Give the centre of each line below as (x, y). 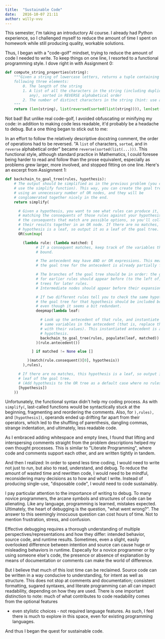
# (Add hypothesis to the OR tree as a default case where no (83, 383)
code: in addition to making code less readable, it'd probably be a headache (82, 124)
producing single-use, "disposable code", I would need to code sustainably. (82, 484)
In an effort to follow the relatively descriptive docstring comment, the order (82, 139)
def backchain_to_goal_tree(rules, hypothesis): (56, 179)
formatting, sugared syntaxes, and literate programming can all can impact (81, 586)
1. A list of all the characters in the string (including (84, 91)
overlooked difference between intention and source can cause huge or (78, 545)
